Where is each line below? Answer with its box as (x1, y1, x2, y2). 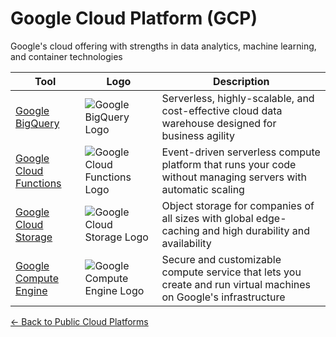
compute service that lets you (161, 265, 302, 279)
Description (213, 74, 270, 88)
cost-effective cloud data (161, 103, 283, 117)
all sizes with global (161, 211, 254, 225)
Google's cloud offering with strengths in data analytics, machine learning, (10, 40, 317, 52)
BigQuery (15, 116, 60, 130)
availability (161, 236, 212, 250)
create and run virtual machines (161, 277, 312, 291)
